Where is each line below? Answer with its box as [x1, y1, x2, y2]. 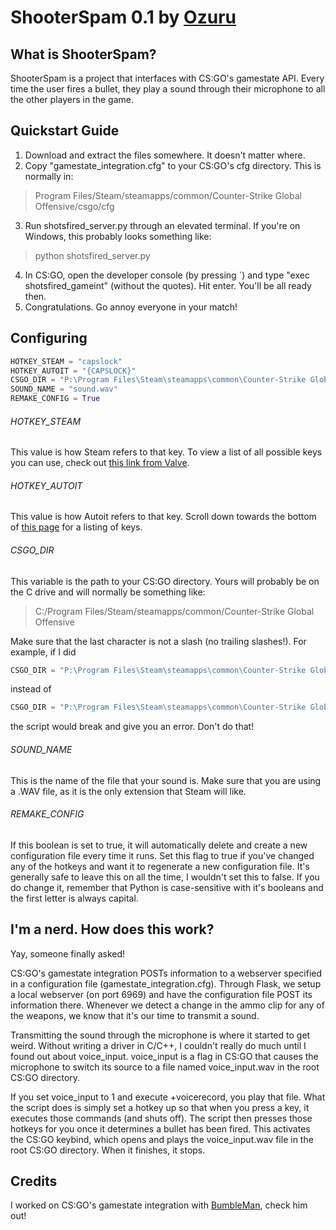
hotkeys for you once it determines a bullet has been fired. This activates [10, 1122, 311, 1135]
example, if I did [10, 646, 77, 658]
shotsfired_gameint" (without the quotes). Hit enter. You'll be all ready [24, 279, 312, 291]
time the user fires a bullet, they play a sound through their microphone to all [10, 83, 326, 95]
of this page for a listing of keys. [10, 521, 143, 533]
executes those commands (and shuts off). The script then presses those [10, 1112, 313, 1124]
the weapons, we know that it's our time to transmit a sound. [10, 1009, 260, 1021]
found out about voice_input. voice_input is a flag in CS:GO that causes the [10, 1050, 319, 1062]
